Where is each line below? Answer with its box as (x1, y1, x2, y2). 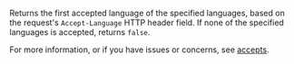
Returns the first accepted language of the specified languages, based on (9, 8, 286, 18)
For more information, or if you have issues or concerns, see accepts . (9, 44, 269, 55)
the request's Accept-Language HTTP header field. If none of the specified (9, 17, 284, 28)
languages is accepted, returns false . (9, 27, 151, 37)
